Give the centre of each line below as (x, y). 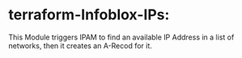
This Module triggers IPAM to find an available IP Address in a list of (121, 37)
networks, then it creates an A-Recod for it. (80, 45)
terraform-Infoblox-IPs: (89, 15)
